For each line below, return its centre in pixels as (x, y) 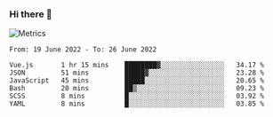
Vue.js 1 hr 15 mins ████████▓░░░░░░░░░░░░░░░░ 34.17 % (137, 66)
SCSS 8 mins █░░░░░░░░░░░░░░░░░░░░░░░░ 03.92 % (137, 97)
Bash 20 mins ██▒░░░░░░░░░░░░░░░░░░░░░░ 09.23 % (137, 89)
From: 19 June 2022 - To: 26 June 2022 (83, 50)
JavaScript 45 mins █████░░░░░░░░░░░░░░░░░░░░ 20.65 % (137, 81)
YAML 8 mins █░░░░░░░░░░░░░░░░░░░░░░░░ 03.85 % (137, 104)
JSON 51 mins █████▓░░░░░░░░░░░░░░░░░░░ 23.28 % (137, 73)
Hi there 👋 (31, 14)
